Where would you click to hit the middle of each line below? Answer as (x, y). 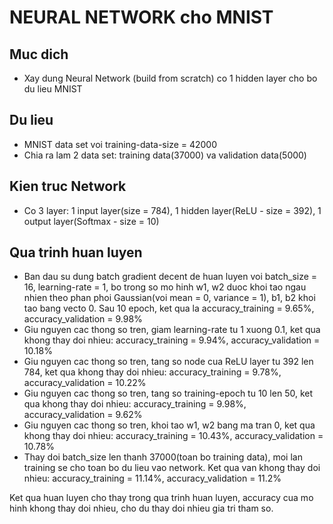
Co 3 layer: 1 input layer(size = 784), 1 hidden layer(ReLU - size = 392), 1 (172, 210)
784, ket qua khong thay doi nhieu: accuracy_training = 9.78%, (152, 372)
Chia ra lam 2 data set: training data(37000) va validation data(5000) (165, 155)
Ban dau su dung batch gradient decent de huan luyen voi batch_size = (170, 277)
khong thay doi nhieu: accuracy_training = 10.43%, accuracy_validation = (173, 436)
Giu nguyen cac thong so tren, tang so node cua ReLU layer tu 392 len (168, 362)
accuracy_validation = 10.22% (85, 383)
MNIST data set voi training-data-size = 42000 (120, 144)
